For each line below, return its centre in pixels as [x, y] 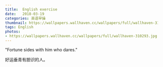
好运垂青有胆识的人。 [26, 59]
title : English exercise [31, 9]
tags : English [19, 27]
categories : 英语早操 [25, 18]
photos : [13, 32]
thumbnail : [16, 23]
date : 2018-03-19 [25, 14]
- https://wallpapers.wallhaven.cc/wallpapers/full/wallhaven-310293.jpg [81, 36]
